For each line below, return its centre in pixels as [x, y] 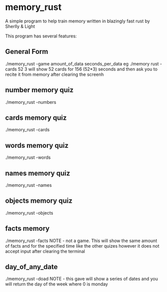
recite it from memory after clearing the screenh [55, 74]
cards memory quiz [36, 118]
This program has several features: [41, 36]
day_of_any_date [32, 267]
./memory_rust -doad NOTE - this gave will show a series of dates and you [82, 279]
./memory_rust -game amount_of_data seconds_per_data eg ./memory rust [82, 63]
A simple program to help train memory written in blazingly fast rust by [78, 21]
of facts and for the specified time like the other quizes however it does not [82, 246]
